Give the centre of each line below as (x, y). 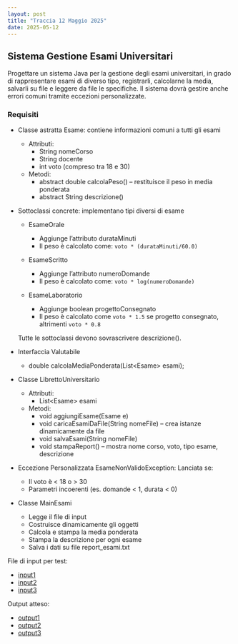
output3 (29, 633)
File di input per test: (38, 561)
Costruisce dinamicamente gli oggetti (84, 525)
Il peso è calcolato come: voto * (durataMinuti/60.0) (118, 246)
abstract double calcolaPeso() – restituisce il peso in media (126, 182)
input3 (27, 590)
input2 (27, 583)
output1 (29, 618)
